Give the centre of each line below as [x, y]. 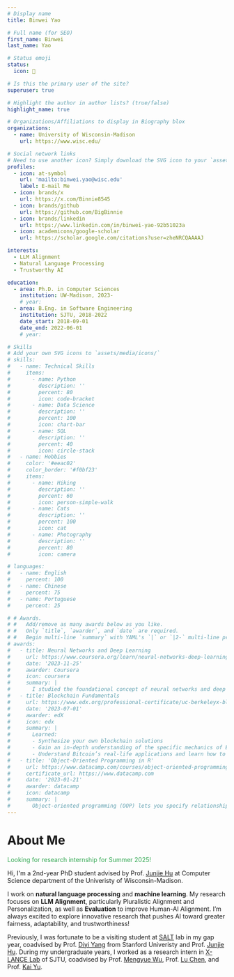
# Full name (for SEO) [40, 33]
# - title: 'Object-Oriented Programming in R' [81, 760]
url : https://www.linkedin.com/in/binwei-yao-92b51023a [103, 225]
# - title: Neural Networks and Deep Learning [79, 650]
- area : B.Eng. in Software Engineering [73, 308]
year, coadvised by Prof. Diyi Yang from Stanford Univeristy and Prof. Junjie [116, 944]
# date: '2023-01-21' [45, 780]
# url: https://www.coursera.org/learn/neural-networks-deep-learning [118, 657]
